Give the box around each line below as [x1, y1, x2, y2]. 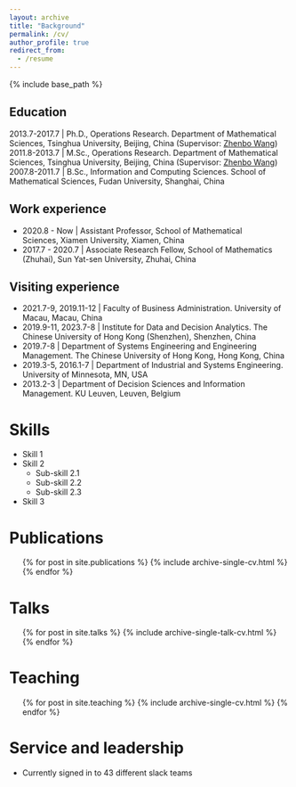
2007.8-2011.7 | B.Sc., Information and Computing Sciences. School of [9, 166, 267, 176]
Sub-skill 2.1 [35, 468, 80, 479]
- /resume [17, 54, 53, 63]
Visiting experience [9, 280, 120, 295]
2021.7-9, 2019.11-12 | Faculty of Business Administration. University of [21, 303, 282, 314]
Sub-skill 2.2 [35, 478, 83, 488]
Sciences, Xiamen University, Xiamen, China [21, 234, 185, 245]
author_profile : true [9, 37, 90, 47]
